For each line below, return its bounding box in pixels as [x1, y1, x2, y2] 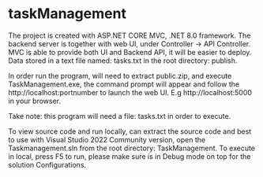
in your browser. [8, 96, 62, 105]
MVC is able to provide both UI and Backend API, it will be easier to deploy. [8, 47, 252, 57]
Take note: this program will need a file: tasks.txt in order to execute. [8, 111, 231, 120]
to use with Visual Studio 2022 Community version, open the [8, 135, 206, 144]
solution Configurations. [8, 160, 87, 169]
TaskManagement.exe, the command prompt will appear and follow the [8, 79, 239, 89]
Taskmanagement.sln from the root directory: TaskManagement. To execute [8, 143, 255, 153]
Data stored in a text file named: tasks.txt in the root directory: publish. [8, 56, 238, 65]
